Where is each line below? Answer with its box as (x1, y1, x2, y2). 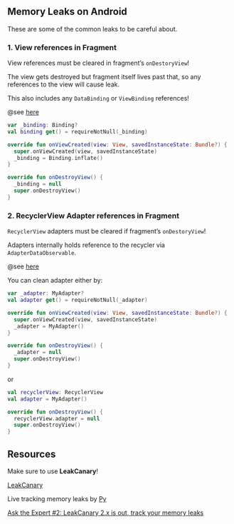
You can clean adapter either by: (7, 276, 103, 285)
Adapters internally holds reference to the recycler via (7, 241, 166, 249)
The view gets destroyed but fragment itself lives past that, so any (7, 73, 201, 81)
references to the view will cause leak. (7, 80, 119, 89)
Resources (7, 448, 56, 460)
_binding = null (14, 181, 62, 188)
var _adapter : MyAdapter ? (7, 290, 84, 297)
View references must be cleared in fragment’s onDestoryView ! (7, 59, 190, 67)
